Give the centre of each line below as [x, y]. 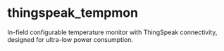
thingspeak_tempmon [73, 13]
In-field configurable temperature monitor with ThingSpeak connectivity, [112, 32]
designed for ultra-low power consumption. [70, 39]
